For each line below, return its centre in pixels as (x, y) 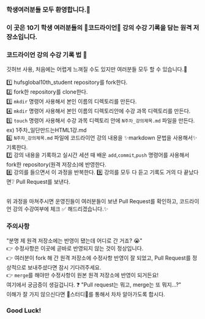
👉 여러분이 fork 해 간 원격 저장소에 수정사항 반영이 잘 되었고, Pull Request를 (99, 258)
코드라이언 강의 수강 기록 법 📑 (47, 54)
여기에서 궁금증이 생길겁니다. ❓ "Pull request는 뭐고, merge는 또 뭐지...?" (94, 285)
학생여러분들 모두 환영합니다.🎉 (48, 9)
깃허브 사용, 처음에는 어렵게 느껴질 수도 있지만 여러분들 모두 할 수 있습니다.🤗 (97, 69)
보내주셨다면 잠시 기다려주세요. (64, 268)
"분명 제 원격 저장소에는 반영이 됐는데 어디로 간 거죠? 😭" (74, 241)
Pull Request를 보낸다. (43, 182)
